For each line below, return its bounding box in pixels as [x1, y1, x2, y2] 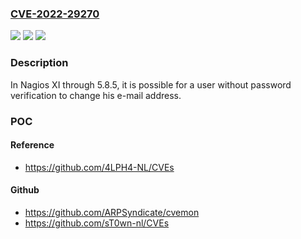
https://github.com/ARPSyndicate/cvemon [24, 206, 200, 218]
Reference [10, 139, 55, 151]
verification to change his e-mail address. [10, 89, 182, 101]
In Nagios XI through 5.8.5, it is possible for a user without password [10, 78, 292, 91]
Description [10, 56, 69, 70]
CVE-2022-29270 [10, 7, 100, 21]
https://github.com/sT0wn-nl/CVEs [24, 217, 170, 229]
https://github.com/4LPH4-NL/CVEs [24, 161, 175, 173]
